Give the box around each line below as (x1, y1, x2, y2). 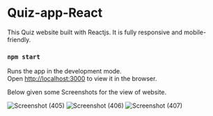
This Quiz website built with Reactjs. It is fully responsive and (7, 28, 183, 36)
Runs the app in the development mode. (7, 67, 122, 75)
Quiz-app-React (7, 5, 103, 21)
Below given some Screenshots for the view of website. (7, 88, 167, 96)
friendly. (7, 35, 31, 43)
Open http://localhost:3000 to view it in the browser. (7, 75, 157, 83)
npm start (7, 52, 40, 61)
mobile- (184, 28, 207, 36)
